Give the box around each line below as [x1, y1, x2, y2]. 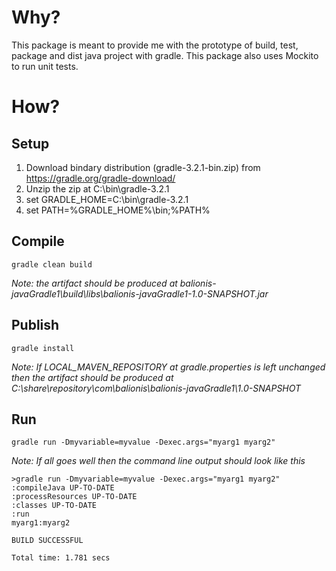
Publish [11, 317, 60, 334]
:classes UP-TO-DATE [11, 501, 98, 511]
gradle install [11, 343, 75, 353]
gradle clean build [11, 259, 93, 270]
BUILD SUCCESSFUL [11, 536, 84, 546]
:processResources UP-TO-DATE [11, 492, 138, 502]
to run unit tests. [11, 60, 79, 72]
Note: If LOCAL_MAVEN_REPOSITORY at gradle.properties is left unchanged [11, 361, 326, 373]
